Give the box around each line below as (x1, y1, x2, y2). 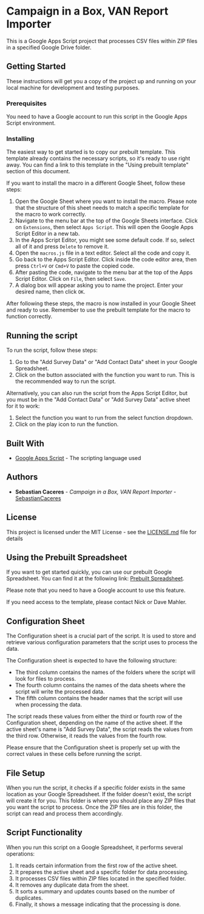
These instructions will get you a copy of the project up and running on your (6, 77, 196, 84)
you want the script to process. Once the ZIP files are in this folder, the (6, 803, 183, 811)
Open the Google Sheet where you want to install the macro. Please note (15, 198, 197, 205)
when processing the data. (15, 701, 82, 709)
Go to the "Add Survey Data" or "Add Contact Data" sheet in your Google (15, 359, 198, 366)
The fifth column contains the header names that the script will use (15, 695, 183, 702)
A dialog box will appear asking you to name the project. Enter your (15, 281, 183, 289)
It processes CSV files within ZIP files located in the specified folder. (15, 874, 186, 882)
